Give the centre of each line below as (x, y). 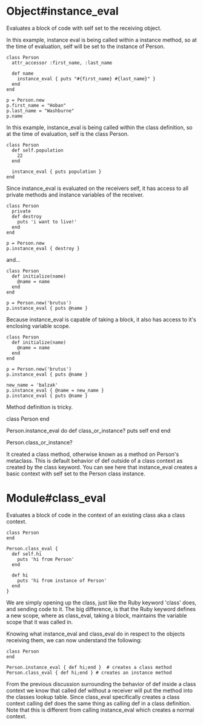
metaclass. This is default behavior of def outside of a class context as (95, 460)
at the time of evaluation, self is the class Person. (68, 134)
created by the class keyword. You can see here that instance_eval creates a (102, 467)
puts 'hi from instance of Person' (62, 580)
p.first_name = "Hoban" (36, 105)
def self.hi (27, 554)
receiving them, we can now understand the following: (74, 640)
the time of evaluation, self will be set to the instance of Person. (86, 46)
